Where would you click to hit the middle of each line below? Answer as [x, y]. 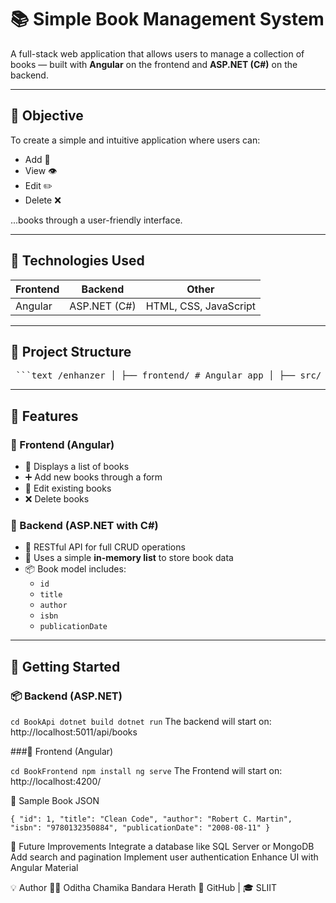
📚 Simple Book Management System [167, 19]
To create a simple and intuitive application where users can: [135, 140]
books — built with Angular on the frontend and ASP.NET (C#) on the [154, 64]
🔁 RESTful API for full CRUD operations [105, 547]
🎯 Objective [47, 116]
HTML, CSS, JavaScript [201, 306]
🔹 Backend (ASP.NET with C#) [84, 525]
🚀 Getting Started [65, 666]
